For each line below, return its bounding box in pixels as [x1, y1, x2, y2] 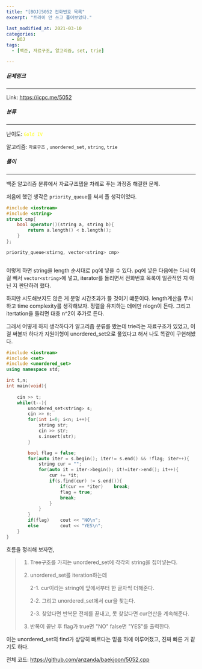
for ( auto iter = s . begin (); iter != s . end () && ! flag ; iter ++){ [28, 455, 190, 461]
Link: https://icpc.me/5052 [6, 94, 72, 101]
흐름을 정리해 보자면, [6, 545, 55, 553]
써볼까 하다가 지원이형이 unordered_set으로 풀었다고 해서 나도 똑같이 [12, 330, 176, 337]
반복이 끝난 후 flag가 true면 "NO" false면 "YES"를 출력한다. [29, 623, 171, 630]
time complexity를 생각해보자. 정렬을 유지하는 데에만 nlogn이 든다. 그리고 [17, 302, 191, 309]
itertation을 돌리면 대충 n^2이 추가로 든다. [6, 309, 105, 317]
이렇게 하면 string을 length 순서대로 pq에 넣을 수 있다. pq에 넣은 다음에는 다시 [6, 267, 189, 274]
